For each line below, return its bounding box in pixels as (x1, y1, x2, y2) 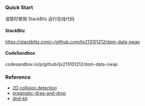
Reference (5, 74, 31, 81)
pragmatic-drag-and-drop (12, 90, 66, 96)
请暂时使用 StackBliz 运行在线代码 (5, 16, 74, 22)
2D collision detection (12, 85, 57, 91)
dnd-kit (12, 96, 28, 101)
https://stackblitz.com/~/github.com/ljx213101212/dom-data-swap (5, 39, 140, 45)
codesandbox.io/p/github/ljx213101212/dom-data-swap (5, 61, 118, 67)
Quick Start (5, 4, 33, 11)
